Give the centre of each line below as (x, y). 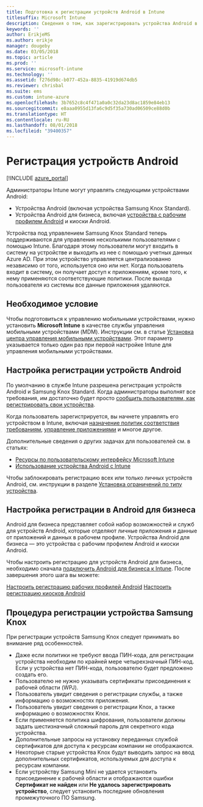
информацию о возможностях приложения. (72, 701)
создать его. (31, 675)
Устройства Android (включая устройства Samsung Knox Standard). (103, 208)
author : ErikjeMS (28, 35)
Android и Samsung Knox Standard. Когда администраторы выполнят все (101, 392)
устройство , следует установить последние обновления (90, 791)
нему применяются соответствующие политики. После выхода (89, 278)
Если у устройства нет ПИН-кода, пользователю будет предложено (104, 668)
